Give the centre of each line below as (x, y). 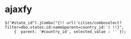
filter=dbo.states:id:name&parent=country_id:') (58, 27)
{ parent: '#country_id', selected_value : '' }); (70, 31)
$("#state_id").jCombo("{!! (35, 23)
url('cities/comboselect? (94, 23)
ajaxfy (18, 9)
